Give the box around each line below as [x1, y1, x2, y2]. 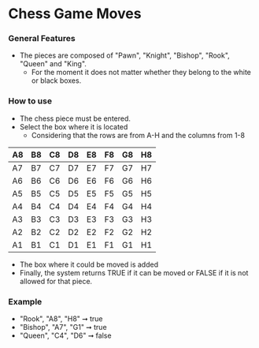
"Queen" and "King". [19, 59, 87, 69]
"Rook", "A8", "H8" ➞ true [19, 314, 104, 324]
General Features [8, 33, 76, 44]
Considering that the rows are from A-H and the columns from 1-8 [31, 130, 246, 140]
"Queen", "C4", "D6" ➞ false [19, 331, 112, 340]
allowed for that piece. [19, 276, 93, 286]
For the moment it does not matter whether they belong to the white [31, 68, 252, 77]
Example [8, 296, 43, 307]
